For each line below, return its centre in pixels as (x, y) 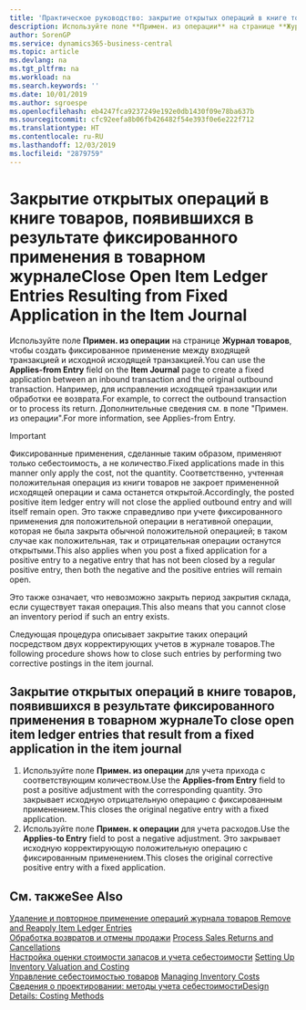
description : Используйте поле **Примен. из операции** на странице (142, 26)
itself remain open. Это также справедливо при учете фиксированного (146, 511)
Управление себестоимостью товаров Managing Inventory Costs (135, 976)
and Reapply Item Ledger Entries (71, 928)
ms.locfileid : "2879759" (56, 153)
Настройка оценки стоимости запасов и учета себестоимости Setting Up (152, 957)
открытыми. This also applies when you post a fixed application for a (138, 550)
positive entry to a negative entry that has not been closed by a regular (143, 560)
